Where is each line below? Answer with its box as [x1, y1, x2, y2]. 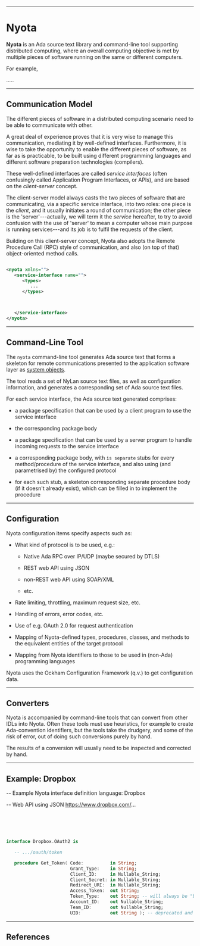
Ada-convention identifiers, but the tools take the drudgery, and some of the [6, 727, 193, 734]
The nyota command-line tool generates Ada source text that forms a [6, 353, 176, 360]
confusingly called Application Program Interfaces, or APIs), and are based [6, 176, 190, 183]
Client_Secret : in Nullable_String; [70, 876, 161, 883]
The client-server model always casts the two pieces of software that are [6, 194, 186, 201]
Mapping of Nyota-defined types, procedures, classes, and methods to [14, 633, 189, 641]
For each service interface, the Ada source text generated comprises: [6, 395, 177, 402]
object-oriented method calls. [6, 249, 79, 257]
